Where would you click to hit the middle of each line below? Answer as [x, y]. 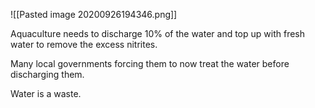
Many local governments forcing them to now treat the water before [150, 63]
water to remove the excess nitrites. [84, 44]
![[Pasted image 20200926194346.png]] [94, 14]
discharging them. [47, 74]
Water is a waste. [46, 93]
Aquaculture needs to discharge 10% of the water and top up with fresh [158, 33]
